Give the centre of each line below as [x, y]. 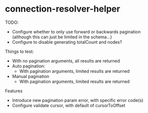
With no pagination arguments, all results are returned [66, 61]
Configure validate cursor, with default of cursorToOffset [68, 105]
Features [14, 91]
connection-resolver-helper [63, 9]
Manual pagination [31, 76]
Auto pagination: [28, 66]
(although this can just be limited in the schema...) [62, 37]
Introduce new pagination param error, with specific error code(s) [78, 100]
